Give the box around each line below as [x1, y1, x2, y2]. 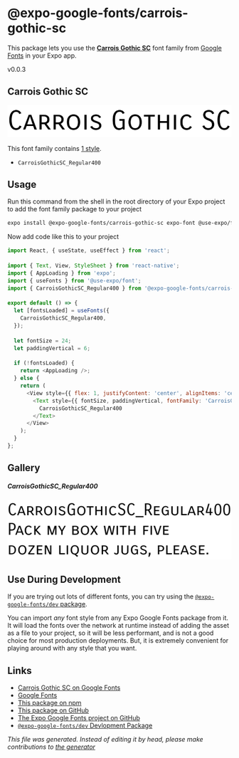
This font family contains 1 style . [7, 144, 102, 152]
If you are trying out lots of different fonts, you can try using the [7, 592, 194, 601]
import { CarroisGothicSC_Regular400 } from [7, 285, 142, 292]
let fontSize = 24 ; [14, 337, 72, 344]
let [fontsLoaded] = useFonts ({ [14, 307, 110, 315]
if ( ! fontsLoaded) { [14, 359, 75, 367]
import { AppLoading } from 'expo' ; [7, 269, 116, 277]
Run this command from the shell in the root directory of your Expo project [7, 197, 225, 206]
